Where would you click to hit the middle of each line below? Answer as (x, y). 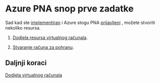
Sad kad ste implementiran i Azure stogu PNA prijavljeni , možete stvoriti (80, 22)
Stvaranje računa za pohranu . (43, 47)
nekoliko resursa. (23, 27)
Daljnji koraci (26, 63)
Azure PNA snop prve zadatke (69, 9)
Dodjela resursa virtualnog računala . (50, 37)
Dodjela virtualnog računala (34, 75)
